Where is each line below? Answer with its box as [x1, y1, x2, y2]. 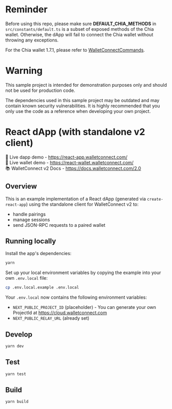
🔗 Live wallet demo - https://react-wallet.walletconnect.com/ [5, 159, 134, 165]
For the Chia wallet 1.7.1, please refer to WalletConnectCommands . [5, 47, 145, 53]
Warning [5, 65, 43, 76]
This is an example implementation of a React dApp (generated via [5, 196, 146, 202]
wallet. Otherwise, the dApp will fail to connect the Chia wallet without [5, 31, 154, 37]
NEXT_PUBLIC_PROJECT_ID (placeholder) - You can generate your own [12, 304, 157, 310]
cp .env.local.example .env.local [5, 285, 80, 290]
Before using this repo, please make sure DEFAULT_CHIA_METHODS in [5, 21, 157, 27]
